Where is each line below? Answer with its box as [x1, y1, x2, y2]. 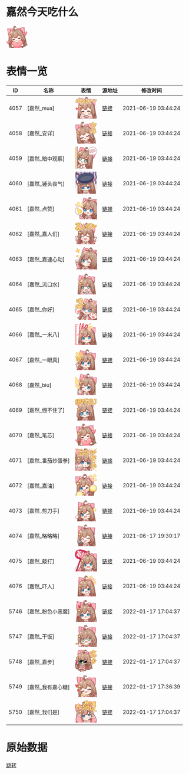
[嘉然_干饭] [27, 633, 55, 640]
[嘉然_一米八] [27, 331, 60, 338]
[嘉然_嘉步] [27, 658, 55, 665]
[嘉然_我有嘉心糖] [27, 683, 70, 690]
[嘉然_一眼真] [27, 356, 60, 363]
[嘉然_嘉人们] [27, 231, 60, 238]
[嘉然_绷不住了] [27, 406, 65, 414]
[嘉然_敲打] [27, 557, 55, 565]
